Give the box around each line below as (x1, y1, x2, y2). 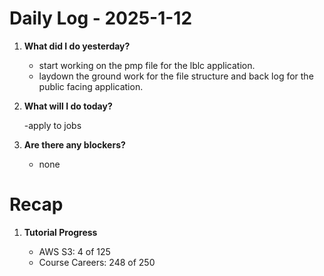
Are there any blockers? (23, 138, 126, 151)
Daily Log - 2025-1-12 (9, 7, 193, 30)
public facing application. (38, 80, 144, 92)
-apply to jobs (23, 119, 82, 131)
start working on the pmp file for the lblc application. (38, 59, 256, 71)
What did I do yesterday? (23, 40, 131, 52)
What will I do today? (23, 100, 113, 112)
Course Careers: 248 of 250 (38, 256, 156, 268)
